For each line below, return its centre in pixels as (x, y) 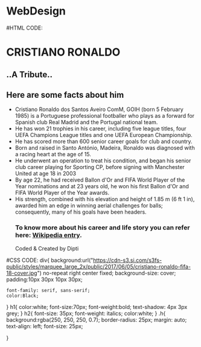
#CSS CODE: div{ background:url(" (50, 260)
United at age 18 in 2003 (46, 174)
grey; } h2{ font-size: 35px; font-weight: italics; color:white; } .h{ (86, 313)
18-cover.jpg (22, 273)
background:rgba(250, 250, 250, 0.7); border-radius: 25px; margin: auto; (97, 320)
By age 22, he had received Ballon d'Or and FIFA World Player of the (100, 180)
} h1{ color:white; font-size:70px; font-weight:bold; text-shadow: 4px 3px (97, 307)
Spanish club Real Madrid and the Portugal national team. (86, 123)
